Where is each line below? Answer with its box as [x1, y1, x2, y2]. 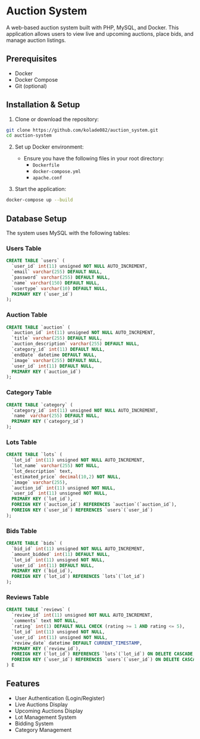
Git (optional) [14, 82, 48, 89]
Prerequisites [6, 54, 57, 64]
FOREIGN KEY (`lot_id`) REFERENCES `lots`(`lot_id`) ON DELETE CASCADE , [11, 651, 196, 657]
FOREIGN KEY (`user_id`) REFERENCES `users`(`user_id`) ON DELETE [11, 657, 180, 663]
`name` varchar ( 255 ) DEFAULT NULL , [11, 413, 100, 419]
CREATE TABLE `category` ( [6, 401, 73, 408]
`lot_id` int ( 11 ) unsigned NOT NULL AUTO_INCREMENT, [11, 457, 145, 463]
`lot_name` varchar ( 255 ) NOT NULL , [11, 463, 100, 469]
